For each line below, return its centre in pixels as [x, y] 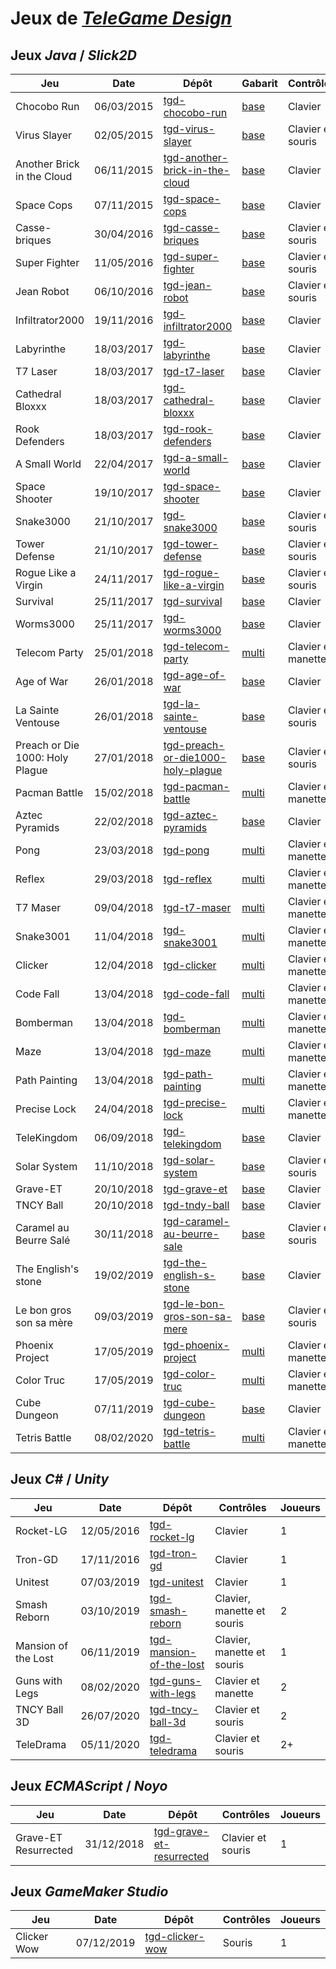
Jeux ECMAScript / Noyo [89, 1786]
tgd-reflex [188, 879]
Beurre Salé [43, 1240]
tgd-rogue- [191, 572]
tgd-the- [185, 1262]
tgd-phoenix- [196, 1345]
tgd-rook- [188, 429]
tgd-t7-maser [197, 907]
